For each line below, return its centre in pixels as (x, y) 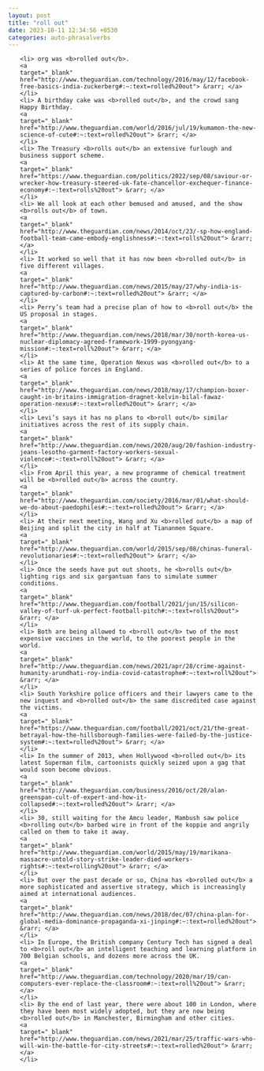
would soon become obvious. (65, 770)
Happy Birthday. (46, 107)
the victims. (41, 708)
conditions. (39, 584)
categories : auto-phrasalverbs (59, 37)
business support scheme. (62, 156)
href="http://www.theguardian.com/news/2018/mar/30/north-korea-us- (134, 335)
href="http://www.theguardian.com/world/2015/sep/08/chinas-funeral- (136, 549)
